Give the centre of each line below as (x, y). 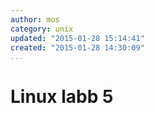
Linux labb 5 (62, 97)
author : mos (35, 19)
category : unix (42, 29)
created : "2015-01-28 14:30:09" (77, 47)
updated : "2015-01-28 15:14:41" (77, 38)
